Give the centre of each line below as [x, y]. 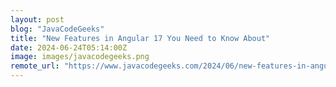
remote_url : [35, 66]
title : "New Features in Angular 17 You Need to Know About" [140, 38]
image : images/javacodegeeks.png [80, 57]
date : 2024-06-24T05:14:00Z [69, 47]
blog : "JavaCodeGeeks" [57, 29]
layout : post [37, 19]
